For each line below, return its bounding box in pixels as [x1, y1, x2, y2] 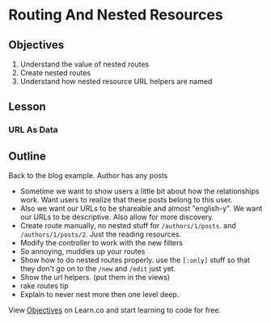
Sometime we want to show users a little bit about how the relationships [19, 186, 260, 196]
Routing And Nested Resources [8, 6, 224, 24]
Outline [8, 149, 46, 163]
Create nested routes [19, 68, 91, 78]
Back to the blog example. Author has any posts [8, 171, 168, 181]
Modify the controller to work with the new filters [19, 238, 184, 248]
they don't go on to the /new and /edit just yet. [19, 264, 176, 274]
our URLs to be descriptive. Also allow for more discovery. [19, 212, 214, 222]
